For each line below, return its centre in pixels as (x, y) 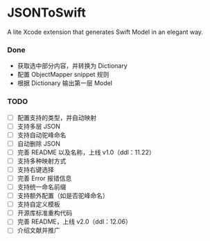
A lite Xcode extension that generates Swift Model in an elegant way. (105, 32)
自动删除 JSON (38, 143)
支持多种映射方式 (42, 161)
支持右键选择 (35, 169)
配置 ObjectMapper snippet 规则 (63, 75)
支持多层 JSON (38, 126)
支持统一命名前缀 (42, 187)
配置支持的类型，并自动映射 (57, 117)
